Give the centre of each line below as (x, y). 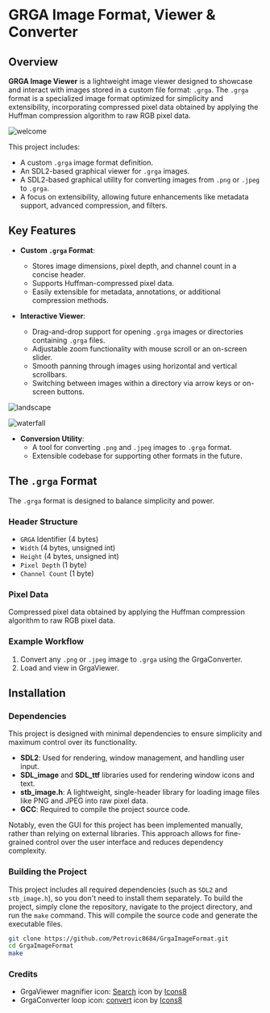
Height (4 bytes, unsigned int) (69, 556)
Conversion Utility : (52, 439)
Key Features (42, 231)
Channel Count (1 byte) (57, 573)
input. (29, 767)
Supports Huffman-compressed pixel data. (103, 283)
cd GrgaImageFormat (41, 946)
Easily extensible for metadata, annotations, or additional (126, 292)
